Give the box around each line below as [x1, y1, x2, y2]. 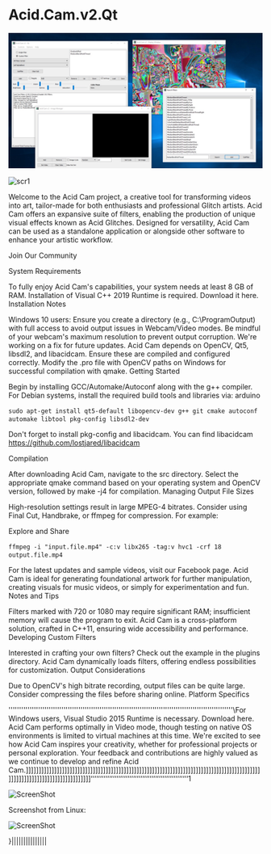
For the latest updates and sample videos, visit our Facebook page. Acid [8, 565, 248, 574]
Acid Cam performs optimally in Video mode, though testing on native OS [8, 721, 252, 732]
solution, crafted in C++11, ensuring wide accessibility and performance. [8, 624, 248, 633]
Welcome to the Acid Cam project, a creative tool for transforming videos [8, 191, 252, 201]
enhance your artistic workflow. [8, 234, 113, 244]
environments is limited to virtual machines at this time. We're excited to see [8, 730, 261, 740]
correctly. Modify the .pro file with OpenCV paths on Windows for [8, 357, 227, 367]
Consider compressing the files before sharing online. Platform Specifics [8, 689, 250, 699]
